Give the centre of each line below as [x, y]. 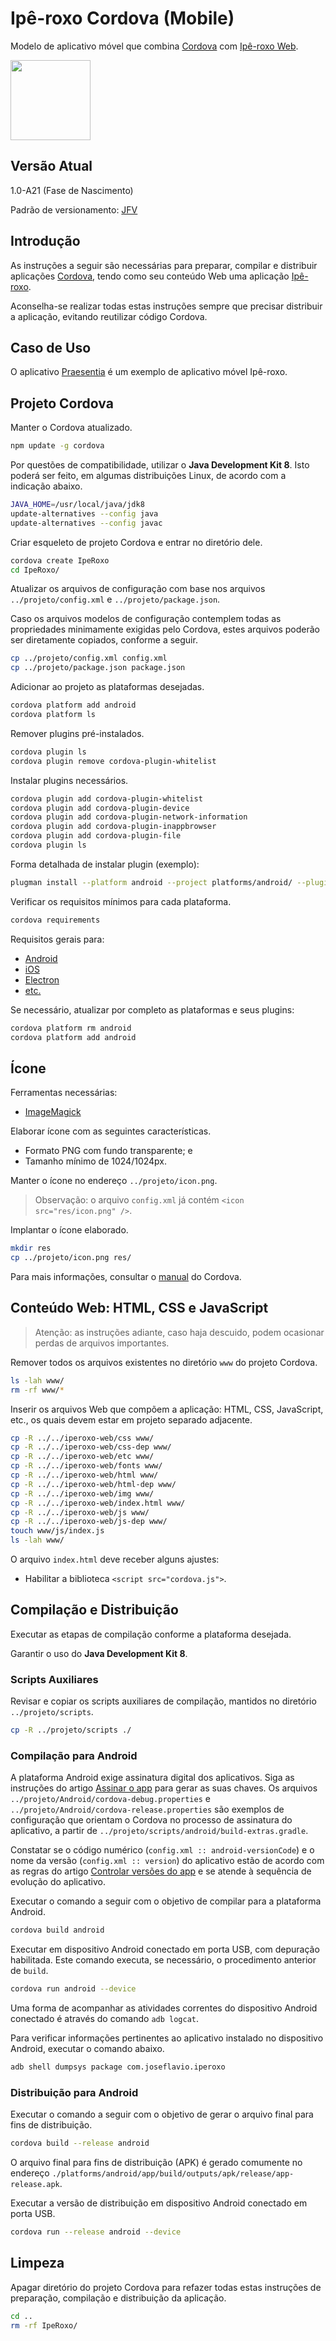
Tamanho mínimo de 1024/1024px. [96, 1161]
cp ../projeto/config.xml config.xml [89, 658]
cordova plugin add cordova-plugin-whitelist [106, 798]
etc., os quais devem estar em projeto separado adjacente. [131, 1419]
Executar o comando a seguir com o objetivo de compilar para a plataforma [166, 1901]
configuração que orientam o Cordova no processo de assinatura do [151, 1820]
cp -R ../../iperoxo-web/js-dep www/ [89, 1522]
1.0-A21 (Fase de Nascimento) [72, 190]
